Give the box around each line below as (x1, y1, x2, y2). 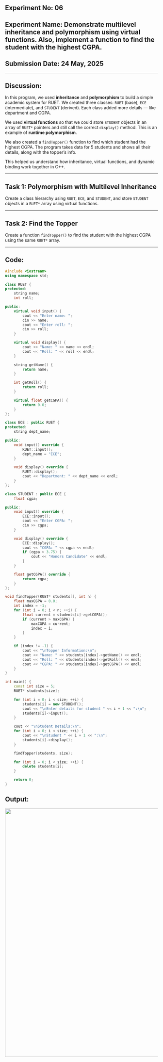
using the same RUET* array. (5, 237, 61, 243)
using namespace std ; (5, 273, 49, 278)
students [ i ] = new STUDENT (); (22, 702, 83, 706)
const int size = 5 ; (14, 684, 55, 689)
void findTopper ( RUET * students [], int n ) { (5, 594, 97, 599)
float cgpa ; (14, 496, 38, 501)
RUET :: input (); (22, 447, 53, 452)
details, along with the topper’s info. (5, 149, 77, 155)
